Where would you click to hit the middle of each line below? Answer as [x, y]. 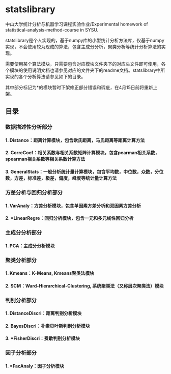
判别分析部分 [21, 300]
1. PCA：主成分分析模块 [30, 246]
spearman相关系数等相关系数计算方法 [45, 159]
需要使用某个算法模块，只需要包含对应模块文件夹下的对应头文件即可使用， [83, 64]
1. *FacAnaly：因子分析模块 [35, 366]
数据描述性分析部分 [29, 127]
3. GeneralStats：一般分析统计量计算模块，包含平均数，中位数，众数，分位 [84, 172]
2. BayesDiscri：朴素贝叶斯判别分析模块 [48, 326]
